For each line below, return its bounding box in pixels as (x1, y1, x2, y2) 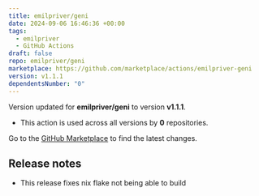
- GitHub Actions (15, 42, 75, 50)
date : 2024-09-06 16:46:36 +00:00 (8, 19, 126, 28)
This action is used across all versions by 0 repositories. (19, 117, 209, 127)
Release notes (8, 156, 82, 170)
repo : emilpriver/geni (8, 58, 85, 66)
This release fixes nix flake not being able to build (19, 178, 187, 188)
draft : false (8, 49, 53, 58)
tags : (8, 27, 27, 35)
